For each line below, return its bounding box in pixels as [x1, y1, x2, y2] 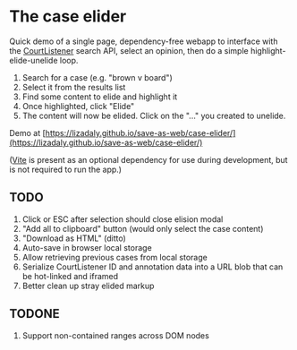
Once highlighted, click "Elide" [21, 100, 135, 111]
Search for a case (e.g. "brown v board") [21, 72, 173, 82]
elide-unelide [9, 55, 58, 65]
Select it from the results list [21, 81, 126, 92]
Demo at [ [9, 127, 47, 138]
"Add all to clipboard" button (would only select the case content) [21, 223, 264, 234]
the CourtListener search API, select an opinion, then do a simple [9, 45, 249, 55]
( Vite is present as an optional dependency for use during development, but [9, 154, 288, 165]
